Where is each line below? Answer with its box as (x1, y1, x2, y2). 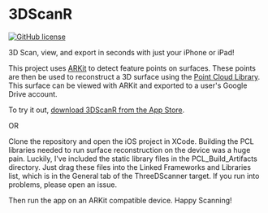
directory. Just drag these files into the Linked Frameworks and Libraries (8, 162, 252, 172)
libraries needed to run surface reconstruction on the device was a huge (8, 145, 251, 154)
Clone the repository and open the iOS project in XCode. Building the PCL (8, 136, 254, 146)
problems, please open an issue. (8, 180, 118, 189)
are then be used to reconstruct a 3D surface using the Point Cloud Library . (8, 72, 261, 81)
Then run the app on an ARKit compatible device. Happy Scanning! (8, 195, 233, 205)
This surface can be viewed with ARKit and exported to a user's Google (8, 80, 248, 90)
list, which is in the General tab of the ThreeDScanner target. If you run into (8, 171, 260, 180)
